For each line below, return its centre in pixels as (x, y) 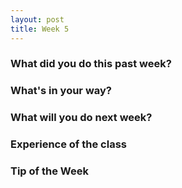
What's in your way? (61, 91)
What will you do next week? (81, 118)
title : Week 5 (40, 29)
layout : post (37, 19)
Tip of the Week (49, 171)
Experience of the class (68, 144)
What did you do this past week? (91, 64)
